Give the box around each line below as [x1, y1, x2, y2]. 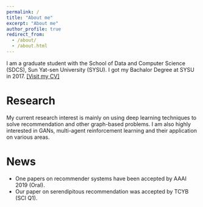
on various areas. [6, 133, 50, 141]
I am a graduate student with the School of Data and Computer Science [6, 59, 186, 67]
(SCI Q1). [15, 194, 38, 202]
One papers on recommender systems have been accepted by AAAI [15, 175, 187, 182]
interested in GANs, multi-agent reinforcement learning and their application [6, 127, 197, 134]
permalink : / [6, 9, 40, 15]
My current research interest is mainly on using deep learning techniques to [6, 114, 197, 121]
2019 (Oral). [15, 181, 45, 189]
